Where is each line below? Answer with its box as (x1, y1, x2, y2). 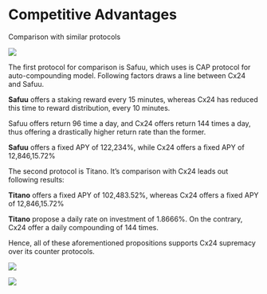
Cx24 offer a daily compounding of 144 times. (8, 222, 159, 232)
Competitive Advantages (8, 6, 178, 24)
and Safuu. (8, 79, 45, 88)
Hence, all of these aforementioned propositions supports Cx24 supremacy (8, 237, 257, 248)
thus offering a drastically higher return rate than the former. (8, 127, 206, 136)
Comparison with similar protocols (8, 32, 121, 41)
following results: (8, 174, 65, 184)
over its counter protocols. (8, 246, 96, 256)
